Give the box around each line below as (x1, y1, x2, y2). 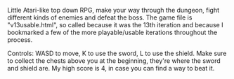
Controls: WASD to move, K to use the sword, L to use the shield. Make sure (7, 49, 227, 57)
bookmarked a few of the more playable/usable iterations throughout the (7, 28, 218, 36)
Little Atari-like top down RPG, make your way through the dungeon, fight (7, 6, 220, 14)
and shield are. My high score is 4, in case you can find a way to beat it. (7, 64, 215, 72)
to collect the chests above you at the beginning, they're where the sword (7, 57, 221, 65)
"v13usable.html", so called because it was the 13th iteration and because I (7, 21, 223, 29)
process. (7, 36, 33, 44)
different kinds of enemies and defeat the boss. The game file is (7, 13, 193, 22)
